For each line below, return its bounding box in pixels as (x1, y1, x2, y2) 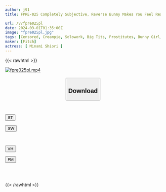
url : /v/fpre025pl (5, 21, 43, 26)
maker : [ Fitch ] (5, 39, 37, 45)
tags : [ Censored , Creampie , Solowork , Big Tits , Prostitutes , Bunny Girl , (5, 35, 163, 40)
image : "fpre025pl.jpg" (5, 30, 54, 35)
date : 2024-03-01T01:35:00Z (5, 25, 63, 30)
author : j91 (5, 7, 30, 12)
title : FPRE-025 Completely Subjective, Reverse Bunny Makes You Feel (5, 12, 154, 17)
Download (68, 87, 98, 95)
